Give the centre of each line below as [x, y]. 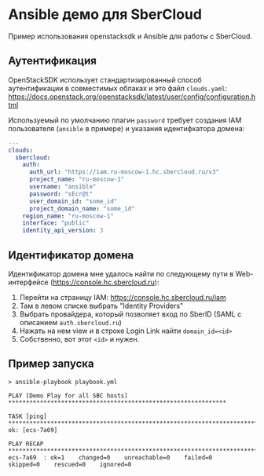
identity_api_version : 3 [63, 231]
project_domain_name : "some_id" [82, 209]
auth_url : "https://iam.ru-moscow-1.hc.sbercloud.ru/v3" [124, 172]
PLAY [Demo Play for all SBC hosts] [68, 395]
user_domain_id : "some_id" [73, 201]
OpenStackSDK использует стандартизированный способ [105, 79]
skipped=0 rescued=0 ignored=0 [70, 464]
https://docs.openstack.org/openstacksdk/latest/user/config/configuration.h [132, 97]
